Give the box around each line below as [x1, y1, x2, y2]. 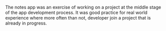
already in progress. [5, 20, 47, 26]
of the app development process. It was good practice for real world [5, 9, 148, 15]
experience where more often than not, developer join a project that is [5, 15, 151, 20]
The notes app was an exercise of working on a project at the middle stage [5, 4, 161, 10]
